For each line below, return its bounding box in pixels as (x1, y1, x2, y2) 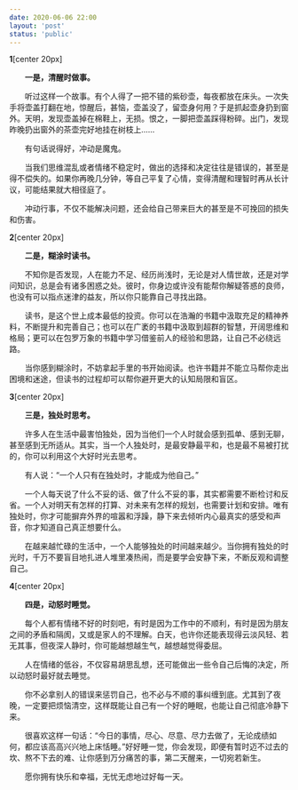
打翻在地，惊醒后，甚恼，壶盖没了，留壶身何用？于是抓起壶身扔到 (39, 102, 281, 113)
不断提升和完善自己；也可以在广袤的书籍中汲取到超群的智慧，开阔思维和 (24, 322, 289, 332)
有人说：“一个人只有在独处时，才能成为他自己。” (25, 470, 200, 481)
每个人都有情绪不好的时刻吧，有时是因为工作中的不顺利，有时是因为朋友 (25, 618, 289, 629)
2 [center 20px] (9, 232, 65, 243)
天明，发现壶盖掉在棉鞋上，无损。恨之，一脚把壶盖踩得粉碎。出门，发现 (24, 113, 289, 124)
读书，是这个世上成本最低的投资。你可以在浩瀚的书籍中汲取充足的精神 (25, 310, 281, 321)
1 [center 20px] (9, 54, 63, 65)
